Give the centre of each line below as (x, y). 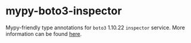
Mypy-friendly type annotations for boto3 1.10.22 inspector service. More (95, 27)
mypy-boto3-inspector (64, 11)
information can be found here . (44, 33)
